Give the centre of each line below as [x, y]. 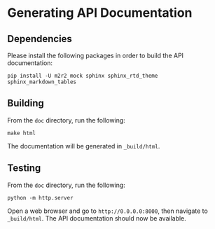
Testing [24, 168]
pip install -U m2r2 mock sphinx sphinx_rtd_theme [83, 76]
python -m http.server [40, 197]
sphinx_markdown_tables [42, 82]
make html [22, 133]
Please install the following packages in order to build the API [96, 55]
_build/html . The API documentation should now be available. [97, 218]
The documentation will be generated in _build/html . [84, 146]
